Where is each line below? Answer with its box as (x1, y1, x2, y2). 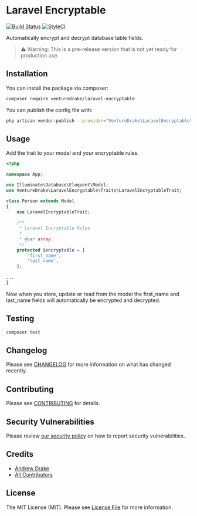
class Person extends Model (6, 198, 75, 204)
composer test (6, 329, 41, 335)
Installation (6, 69, 48, 79)
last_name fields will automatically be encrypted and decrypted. (6, 297, 161, 304)
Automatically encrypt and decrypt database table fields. (6, 34, 144, 41)
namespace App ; (6, 171, 43, 178)
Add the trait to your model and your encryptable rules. (6, 150, 139, 157)
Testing (6, 314, 35, 324)
